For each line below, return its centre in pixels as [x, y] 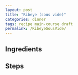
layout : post [19, 10]
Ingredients [24, 49]
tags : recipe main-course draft [39, 24]
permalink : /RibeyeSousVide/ [36, 29]
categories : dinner [26, 19]
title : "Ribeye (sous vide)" [36, 15]
